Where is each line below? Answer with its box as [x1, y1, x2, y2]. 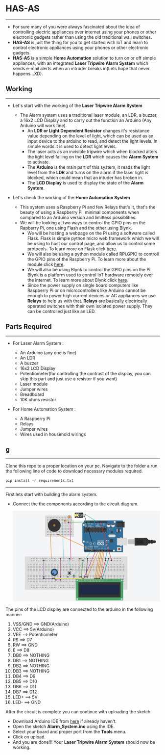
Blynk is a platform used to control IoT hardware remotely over [27, 272, 153, 278]
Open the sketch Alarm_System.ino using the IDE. [12, 723, 115, 729]
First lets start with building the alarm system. [5, 492, 97, 497]
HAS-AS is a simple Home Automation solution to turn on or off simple [12, 55, 156, 61]
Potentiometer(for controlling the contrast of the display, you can [20, 370, 151, 376]
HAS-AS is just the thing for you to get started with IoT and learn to [12, 39, 148, 45]
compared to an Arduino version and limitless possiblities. [20, 214, 137, 220]
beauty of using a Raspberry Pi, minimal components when [20, 209, 140, 215]
